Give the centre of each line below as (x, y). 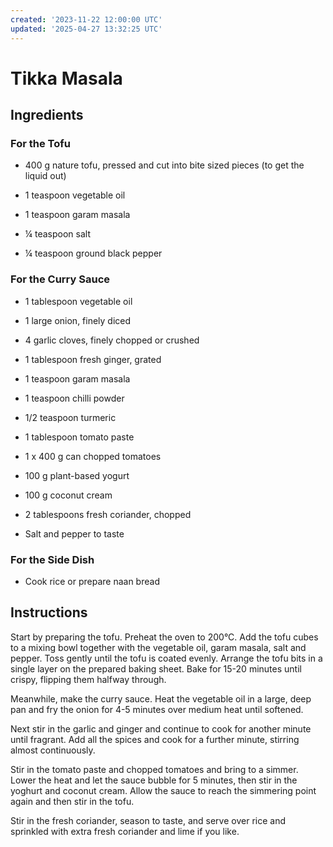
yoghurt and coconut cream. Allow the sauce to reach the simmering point (163, 790)
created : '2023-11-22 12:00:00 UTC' (86, 19)
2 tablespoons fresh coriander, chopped (108, 514)
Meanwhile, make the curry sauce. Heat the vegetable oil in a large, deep (161, 698)
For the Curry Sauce (60, 279)
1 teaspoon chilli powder (74, 398)
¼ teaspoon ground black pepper (93, 253)
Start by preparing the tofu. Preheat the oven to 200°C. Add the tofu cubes (164, 637)
